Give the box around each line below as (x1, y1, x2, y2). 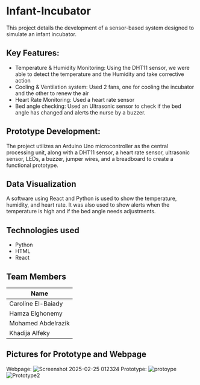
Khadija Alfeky (9, 329, 50, 337)
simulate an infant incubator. (6, 30, 77, 37)
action (14, 77, 31, 84)
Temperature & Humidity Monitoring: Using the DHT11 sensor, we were (14, 64, 190, 71)
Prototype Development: (6, 127, 101, 137)
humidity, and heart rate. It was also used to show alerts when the (6, 201, 170, 208)
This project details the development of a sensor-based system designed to (6, 24, 195, 31)
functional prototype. (6, 161, 58, 169)
